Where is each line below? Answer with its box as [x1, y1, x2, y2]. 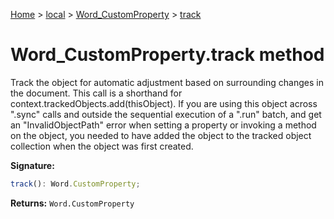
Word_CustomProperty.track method [10, 44, 325, 66]
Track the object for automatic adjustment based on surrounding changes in [10, 76, 324, 88]
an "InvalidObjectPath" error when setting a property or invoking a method [10, 119, 317, 131]
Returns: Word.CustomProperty [10, 197, 135, 209]
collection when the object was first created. [10, 140, 194, 152]
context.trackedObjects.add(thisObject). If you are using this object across [10, 97, 318, 109]
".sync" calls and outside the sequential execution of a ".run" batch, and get [10, 108, 322, 120]
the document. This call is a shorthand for [10, 87, 183, 99]
